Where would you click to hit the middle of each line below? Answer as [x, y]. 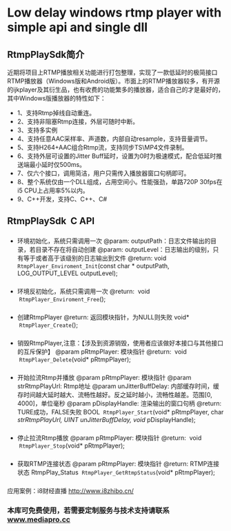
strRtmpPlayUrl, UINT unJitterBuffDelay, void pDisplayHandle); [107, 420]
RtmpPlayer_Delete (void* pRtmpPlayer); [75, 359]
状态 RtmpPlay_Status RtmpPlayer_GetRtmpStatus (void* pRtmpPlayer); [116, 472]
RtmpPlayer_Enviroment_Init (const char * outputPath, [93, 266]
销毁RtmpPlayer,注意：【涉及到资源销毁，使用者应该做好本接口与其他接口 [120, 343]
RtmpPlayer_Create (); [48, 325]
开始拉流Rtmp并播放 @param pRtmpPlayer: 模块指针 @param [104, 378]
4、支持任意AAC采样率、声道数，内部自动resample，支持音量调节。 [114, 139]
